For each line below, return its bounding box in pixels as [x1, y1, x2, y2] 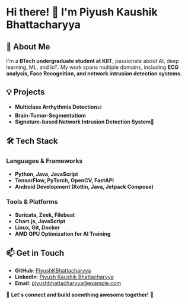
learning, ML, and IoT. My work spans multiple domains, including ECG [6, 64, 179, 71]
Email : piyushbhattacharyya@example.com [14, 279, 122, 287]
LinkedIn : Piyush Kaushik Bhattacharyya [14, 273, 114, 280]
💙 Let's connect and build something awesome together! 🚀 [6, 291, 154, 298]
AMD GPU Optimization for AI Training [14, 230, 111, 237]
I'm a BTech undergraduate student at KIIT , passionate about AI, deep [6, 58, 180, 64]
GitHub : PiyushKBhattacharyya [14, 267, 91, 274]
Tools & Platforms [6, 198, 58, 206]
